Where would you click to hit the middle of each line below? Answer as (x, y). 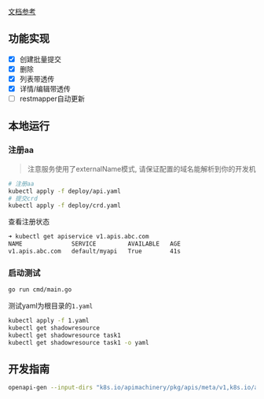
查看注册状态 (29, 222)
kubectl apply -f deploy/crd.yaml (65, 206)
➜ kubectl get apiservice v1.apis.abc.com (79, 237)
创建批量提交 (40, 59)
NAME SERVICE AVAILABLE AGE (94, 244)
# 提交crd (23, 198)
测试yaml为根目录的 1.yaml (51, 306)
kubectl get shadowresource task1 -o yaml (79, 342)
